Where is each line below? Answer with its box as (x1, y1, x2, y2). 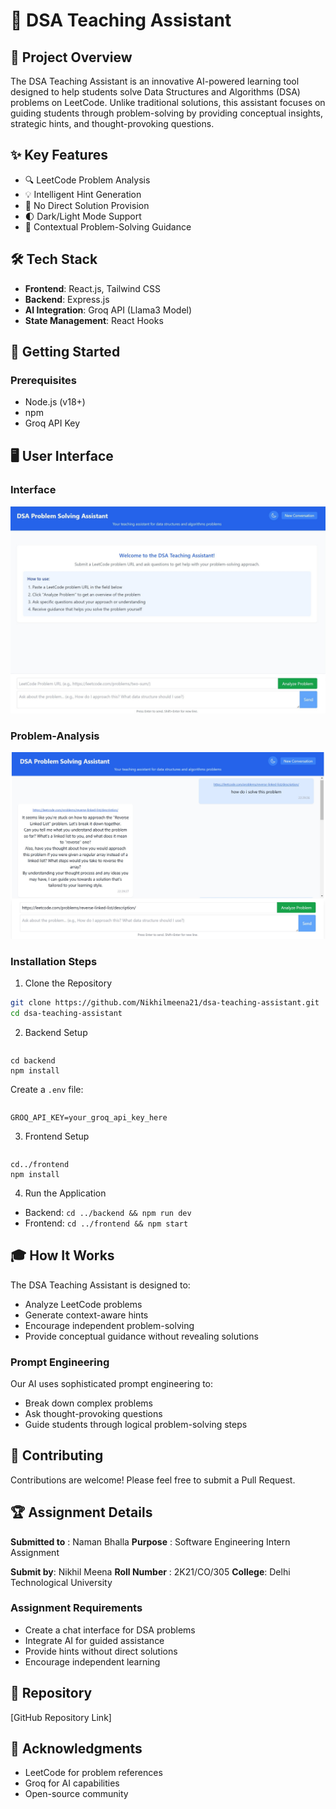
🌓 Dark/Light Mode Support (24, 210, 142, 222)
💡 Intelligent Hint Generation (24, 188, 142, 200)
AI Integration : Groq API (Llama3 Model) (24, 304, 193, 316)
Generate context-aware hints (24, 1309, 149, 1321)
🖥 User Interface (10, 447, 114, 464)
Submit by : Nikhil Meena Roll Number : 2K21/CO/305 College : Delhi (10, 1565, 291, 1578)
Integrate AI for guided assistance (24, 1634, 165, 1646)
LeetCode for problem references (24, 1767, 163, 1779)
